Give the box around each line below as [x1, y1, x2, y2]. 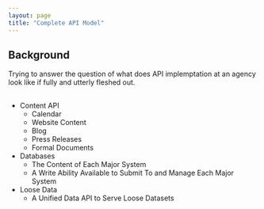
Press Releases [31, 134, 82, 143]
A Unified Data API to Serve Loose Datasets [31, 193, 174, 203]
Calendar [31, 108, 62, 119]
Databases [19, 151, 55, 161]
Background [8, 48, 70, 62]
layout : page [8, 11, 52, 20]
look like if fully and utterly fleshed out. [8, 78, 136, 87]
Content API [19, 101, 59, 110]
